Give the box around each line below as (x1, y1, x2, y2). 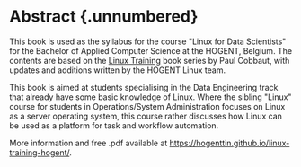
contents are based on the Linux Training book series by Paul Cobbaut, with (9, 55, 290, 66)
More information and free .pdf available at (9, 137, 168, 148)
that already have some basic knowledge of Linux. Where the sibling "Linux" (9, 92, 292, 102)
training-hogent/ (9, 146, 70, 158)
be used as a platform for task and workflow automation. (9, 119, 219, 131)
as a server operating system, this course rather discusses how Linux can (9, 110, 283, 121)
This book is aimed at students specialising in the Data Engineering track (9, 82, 279, 92)
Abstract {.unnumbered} (9, 6, 199, 27)
